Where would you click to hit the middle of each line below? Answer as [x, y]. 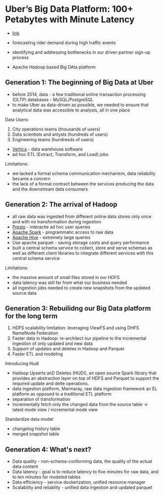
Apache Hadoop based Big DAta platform [54, 67]
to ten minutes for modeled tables [46, 477]
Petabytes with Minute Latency [70, 19]
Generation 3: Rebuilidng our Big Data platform [78, 308]
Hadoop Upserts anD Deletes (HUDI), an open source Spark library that [84, 373]
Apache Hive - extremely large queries [51, 237]
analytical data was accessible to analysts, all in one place [71, 110]
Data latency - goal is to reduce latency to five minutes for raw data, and [85, 472]
